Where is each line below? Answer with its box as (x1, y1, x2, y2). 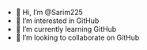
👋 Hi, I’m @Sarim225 (15, 8, 83, 17)
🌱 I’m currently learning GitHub (15, 25, 117, 33)
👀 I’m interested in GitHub (15, 16, 100, 25)
